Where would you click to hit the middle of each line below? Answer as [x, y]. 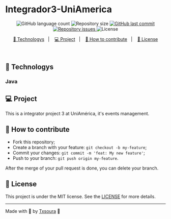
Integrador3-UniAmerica [59, 9]
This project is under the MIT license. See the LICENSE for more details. [81, 196]
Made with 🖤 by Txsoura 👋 [33, 211]
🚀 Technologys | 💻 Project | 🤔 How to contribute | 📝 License [85, 39]
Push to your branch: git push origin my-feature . [65, 158]
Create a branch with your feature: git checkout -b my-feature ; [80, 147]
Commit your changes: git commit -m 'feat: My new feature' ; [79, 153]
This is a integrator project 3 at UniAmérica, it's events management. [77, 114]
